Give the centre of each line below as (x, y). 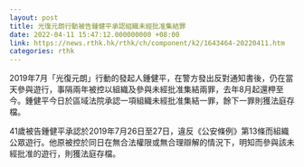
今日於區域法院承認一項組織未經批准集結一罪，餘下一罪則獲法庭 (167, 101)
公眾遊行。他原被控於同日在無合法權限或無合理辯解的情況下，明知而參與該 (148, 143)
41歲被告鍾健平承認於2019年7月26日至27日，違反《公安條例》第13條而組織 (149, 131)
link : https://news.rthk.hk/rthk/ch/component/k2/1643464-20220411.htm (147, 43)
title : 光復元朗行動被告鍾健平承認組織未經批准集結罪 (98, 26)
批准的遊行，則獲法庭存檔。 (68, 153)
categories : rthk (42, 51)
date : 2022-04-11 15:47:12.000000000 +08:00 (95, 34)
